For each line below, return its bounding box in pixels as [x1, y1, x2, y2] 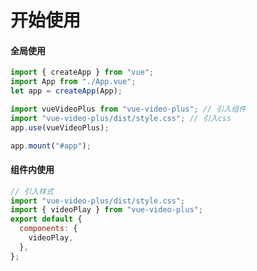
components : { [19, 224, 78, 234]
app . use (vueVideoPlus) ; [10, 122, 110, 133]
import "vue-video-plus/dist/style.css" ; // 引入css [10, 113, 232, 123]
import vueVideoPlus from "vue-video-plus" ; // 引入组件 [10, 104, 247, 115]
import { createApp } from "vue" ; [10, 67, 155, 78]
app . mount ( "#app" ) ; [10, 141, 92, 151]
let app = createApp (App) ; [10, 86, 123, 96]
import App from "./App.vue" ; [10, 77, 137, 87]
